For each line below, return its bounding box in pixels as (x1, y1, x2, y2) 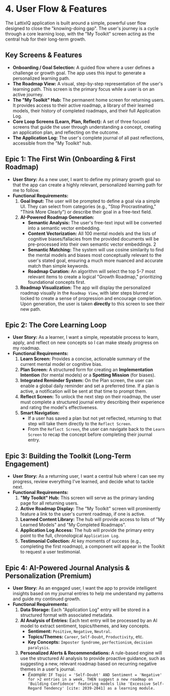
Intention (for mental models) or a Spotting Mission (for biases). (20, 372, 156, 378)
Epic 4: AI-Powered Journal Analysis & (5, 563, 130, 572)
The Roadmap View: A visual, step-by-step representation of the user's (12, 80, 163, 86)
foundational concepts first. (27, 279, 86, 285)
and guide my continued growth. (12, 596, 81, 602)
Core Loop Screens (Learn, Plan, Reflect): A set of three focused (12, 118, 150, 125)
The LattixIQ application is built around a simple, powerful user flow (5, 20, 147, 26)
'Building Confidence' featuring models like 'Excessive (27, 681, 151, 686)
